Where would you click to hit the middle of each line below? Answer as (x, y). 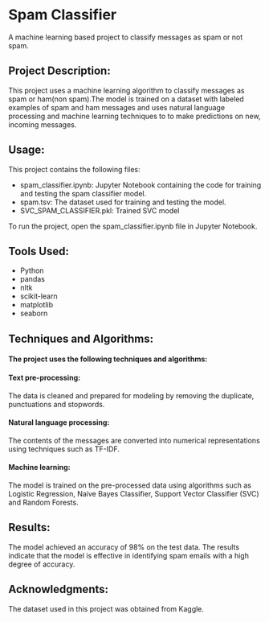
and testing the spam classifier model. (83, 193)
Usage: (27, 150)
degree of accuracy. (42, 564)
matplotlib (37, 305)
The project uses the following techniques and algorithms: (108, 359)
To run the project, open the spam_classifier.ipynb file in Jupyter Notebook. (133, 226)
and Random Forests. (43, 502)
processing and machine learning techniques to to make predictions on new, (134, 116)
